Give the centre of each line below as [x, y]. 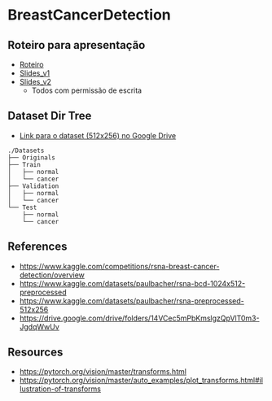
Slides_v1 [35, 73]
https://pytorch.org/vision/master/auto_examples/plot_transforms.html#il [141, 381]
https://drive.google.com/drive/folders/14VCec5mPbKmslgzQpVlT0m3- [139, 318]
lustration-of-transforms [60, 389]
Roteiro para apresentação [77, 45]
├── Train [24, 164]
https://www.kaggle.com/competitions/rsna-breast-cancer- [119, 266]
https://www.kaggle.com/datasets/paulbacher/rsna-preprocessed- [132, 301]
